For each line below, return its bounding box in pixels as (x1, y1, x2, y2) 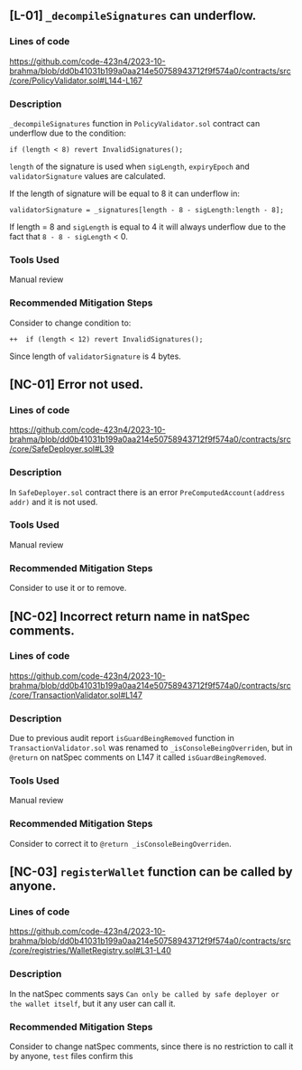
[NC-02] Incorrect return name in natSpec (9, 608, 251, 624)
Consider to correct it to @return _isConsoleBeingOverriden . (9, 838, 232, 849)
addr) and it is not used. (9, 496, 98, 507)
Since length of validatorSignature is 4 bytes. (9, 351, 182, 361)
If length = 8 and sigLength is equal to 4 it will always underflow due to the (9, 221, 287, 232)
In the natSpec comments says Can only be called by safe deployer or (9, 988, 279, 999)
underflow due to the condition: (9, 127, 126, 138)
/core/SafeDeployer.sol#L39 (9, 444, 114, 455)
